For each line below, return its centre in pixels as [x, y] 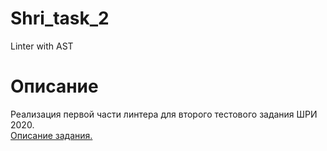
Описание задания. [51, 135]
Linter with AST [42, 46]
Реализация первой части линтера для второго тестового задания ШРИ [164, 114]
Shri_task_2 [60, 18]
